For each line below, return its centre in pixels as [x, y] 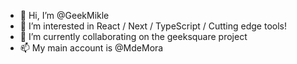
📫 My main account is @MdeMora [91, 48]
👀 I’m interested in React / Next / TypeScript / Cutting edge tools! [153, 26]
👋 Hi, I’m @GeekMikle [64, 15]
